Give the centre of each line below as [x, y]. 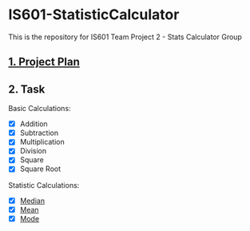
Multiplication [42, 142]
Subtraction [39, 133]
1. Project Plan [44, 62]
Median [32, 201]
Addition [34, 124]
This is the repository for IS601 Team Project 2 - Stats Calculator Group [125, 37]
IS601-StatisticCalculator [94, 15]
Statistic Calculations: [44, 185]
